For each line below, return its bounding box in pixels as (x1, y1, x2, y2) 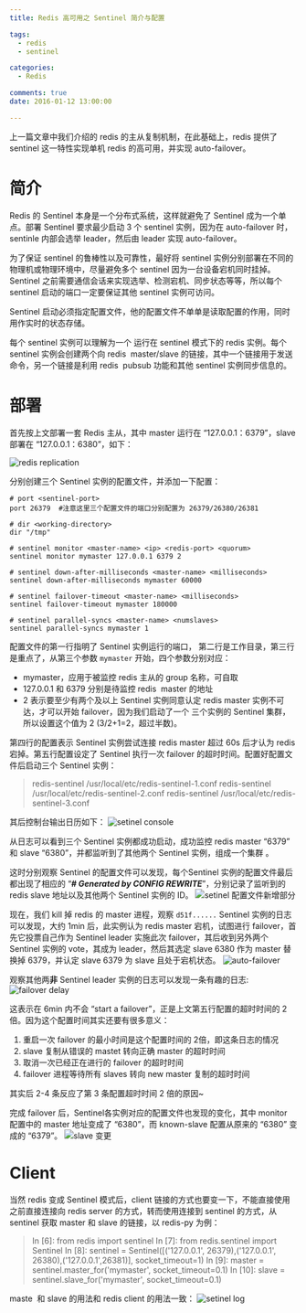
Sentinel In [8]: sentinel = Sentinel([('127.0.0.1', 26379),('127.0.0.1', (31, 1244, 277, 1255)
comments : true (9, 89, 68, 98)
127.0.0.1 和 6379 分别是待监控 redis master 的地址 (22, 683, 214, 694)
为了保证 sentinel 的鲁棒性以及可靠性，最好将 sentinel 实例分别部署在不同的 (9, 252, 294, 263)
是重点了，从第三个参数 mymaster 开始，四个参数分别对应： (9, 652, 231, 663)
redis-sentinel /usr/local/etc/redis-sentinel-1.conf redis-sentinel (31, 778, 271, 789)
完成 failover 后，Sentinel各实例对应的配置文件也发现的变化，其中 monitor (9, 1107, 288, 1118)
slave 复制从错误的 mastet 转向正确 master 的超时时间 (22, 1045, 226, 1056)
